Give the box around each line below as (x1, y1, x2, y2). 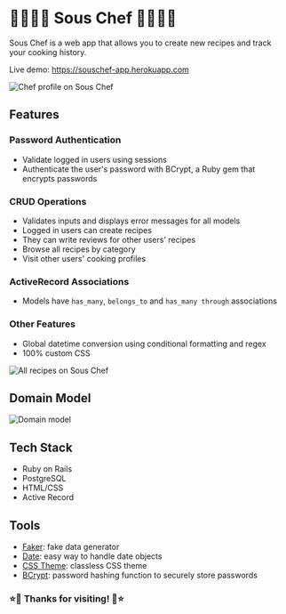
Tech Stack (9, 440, 73, 455)
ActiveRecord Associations (9, 275, 130, 287)
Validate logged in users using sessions (21, 154, 167, 165)
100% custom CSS (21, 347, 91, 359)
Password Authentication (9, 133, 122, 146)
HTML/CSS (21, 482, 64, 493)
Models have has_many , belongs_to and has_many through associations (21, 295, 278, 306)
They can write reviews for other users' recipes (21, 234, 196, 245)
